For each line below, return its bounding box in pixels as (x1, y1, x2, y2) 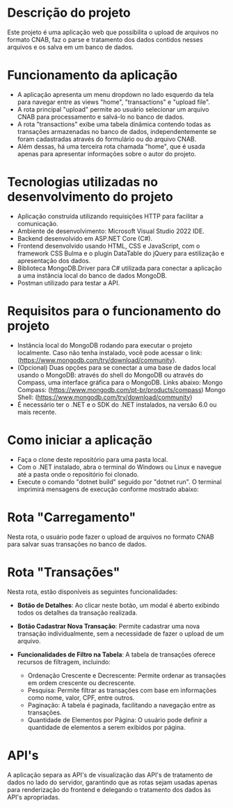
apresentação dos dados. (17, 256, 91, 264)
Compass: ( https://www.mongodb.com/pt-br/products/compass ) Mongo (17, 385, 226, 394)
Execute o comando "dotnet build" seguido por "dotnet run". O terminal (17, 477, 222, 486)
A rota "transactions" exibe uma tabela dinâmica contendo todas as (17, 120, 211, 128)
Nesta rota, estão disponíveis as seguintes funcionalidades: (7, 588, 178, 596)
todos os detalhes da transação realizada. (17, 608, 138, 617)
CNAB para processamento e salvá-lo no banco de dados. (17, 112, 185, 121)
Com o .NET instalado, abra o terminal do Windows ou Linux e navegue (17, 463, 222, 471)
